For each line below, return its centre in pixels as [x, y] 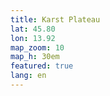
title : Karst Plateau [55, 19]
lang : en [28, 76]
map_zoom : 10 [37, 47]
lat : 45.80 [33, 29]
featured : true [42, 66]
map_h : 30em [35, 57]
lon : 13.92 [33, 38]
